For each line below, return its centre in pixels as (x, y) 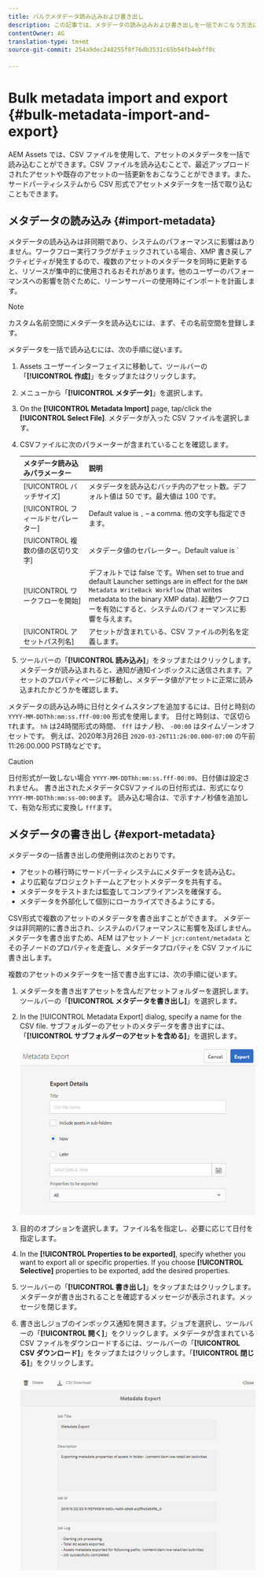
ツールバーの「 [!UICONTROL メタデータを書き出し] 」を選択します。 (130, 1001)
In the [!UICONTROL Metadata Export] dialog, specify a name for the (130, 1016)
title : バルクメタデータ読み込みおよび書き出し (76, 17)
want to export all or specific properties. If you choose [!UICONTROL (131, 1262)
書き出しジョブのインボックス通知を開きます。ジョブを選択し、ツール (132, 1323)
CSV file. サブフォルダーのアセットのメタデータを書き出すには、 (124, 1026)
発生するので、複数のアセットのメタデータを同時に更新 (145, 261)
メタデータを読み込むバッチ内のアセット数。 (161, 486)
